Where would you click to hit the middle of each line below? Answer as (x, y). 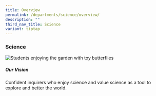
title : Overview (23, 10)
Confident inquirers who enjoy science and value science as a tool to (78, 83)
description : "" (23, 19)
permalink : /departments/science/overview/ (53, 15)
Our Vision (17, 70)
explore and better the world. (36, 88)
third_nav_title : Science (33, 24)
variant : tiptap (23, 29)
